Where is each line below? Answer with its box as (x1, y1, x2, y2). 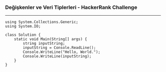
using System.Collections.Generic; (5, 20, 79, 24)
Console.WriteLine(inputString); (23, 54, 92, 59)
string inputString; (23, 41, 65, 46)
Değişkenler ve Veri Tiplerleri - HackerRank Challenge (5, 4, 137, 11)
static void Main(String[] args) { (14, 37, 87, 42)
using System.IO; (5, 24, 41, 29)
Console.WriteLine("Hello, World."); (23, 49, 100, 55)
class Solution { (5, 32, 41, 38)
